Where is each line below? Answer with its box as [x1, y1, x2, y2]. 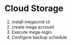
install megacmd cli [11, 19, 50, 25]
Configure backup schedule [11, 34, 67, 40]
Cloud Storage [4, 3, 64, 14]
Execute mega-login [11, 29, 52, 35]
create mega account [11, 24, 54, 30]
